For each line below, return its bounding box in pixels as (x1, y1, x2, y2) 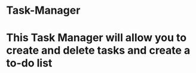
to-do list (6, 56, 53, 70)
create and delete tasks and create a (6, 44, 191, 57)
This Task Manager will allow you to (6, 31, 187, 45)
